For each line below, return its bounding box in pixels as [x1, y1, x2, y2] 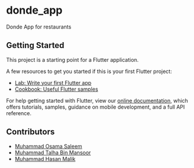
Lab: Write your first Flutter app [14, 79, 92, 86]
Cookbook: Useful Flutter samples [14, 85, 98, 93]
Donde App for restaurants [6, 23, 72, 30]
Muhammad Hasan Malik [14, 155, 76, 162]
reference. [6, 109, 31, 116]
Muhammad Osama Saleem [14, 142, 82, 150]
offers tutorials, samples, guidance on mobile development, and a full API [6, 103, 185, 110]
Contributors [6, 127, 55, 137]
